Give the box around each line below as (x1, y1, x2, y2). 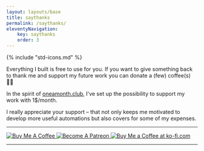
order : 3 (17, 37, 39, 43)
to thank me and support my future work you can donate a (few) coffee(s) (6, 72, 191, 79)
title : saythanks (6, 15, 50, 21)
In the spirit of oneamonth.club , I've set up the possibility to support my (6, 90, 185, 97)
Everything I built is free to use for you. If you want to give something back (6, 65, 193, 73)
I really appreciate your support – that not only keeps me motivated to (6, 109, 180, 115)
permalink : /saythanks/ (6, 20, 67, 26)
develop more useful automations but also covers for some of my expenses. (6, 115, 197, 122)
